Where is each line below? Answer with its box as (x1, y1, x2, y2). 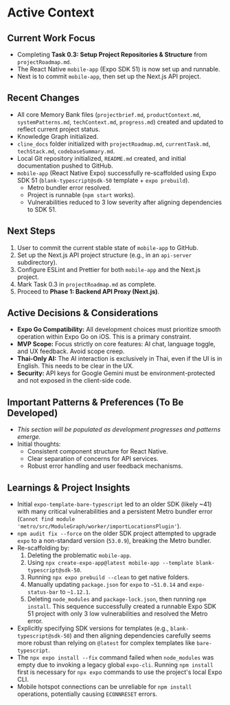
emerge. (16, 433, 41, 441)
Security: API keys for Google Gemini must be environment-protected (16, 369, 216, 377)
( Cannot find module (16, 515, 76, 523)
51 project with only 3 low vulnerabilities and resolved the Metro (27, 609, 208, 618)
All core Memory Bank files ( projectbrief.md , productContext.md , (16, 110, 201, 118)
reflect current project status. (16, 125, 101, 133)
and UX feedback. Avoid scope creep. (16, 347, 125, 355)
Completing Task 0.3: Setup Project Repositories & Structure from (16, 50, 208, 58)
